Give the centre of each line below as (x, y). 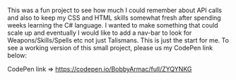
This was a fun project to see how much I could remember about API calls (115, 10)
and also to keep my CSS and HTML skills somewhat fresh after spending (114, 18)
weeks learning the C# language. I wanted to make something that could (113, 25)
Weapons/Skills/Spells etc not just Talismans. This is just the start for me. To (118, 40)
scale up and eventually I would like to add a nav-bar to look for (100, 33)
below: (17, 55)
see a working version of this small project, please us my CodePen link (110, 48)
